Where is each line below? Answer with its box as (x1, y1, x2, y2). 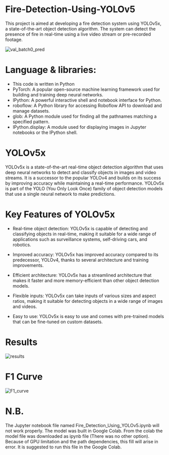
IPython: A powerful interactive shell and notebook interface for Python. (12, 97, 162, 103)
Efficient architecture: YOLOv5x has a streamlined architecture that (12, 272, 152, 278)
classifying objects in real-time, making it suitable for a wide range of (12, 231, 156, 237)
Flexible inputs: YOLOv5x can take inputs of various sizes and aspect (12, 293, 156, 299)
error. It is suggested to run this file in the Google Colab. (5, 444, 122, 450)
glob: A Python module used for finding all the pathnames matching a (12, 113, 157, 119)
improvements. (12, 262, 44, 268)
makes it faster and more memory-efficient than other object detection (12, 277, 159, 284)
